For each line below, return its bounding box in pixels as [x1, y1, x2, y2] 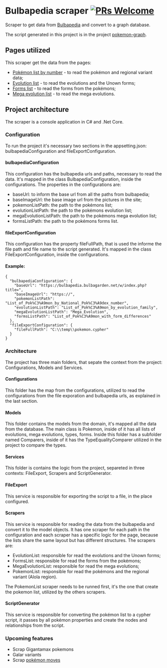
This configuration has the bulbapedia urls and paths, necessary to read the [5, 171, 162, 177]
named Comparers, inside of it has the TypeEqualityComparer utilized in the [5, 437, 162, 443]
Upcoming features [5, 635, 54, 642]
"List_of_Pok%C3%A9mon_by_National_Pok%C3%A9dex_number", [5, 300, 129, 306]
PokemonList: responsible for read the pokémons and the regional [12, 568, 149, 574]
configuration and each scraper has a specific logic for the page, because [5, 532, 158, 538]
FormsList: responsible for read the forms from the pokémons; [12, 558, 141, 564]
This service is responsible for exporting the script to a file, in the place [5, 493, 152, 499]
